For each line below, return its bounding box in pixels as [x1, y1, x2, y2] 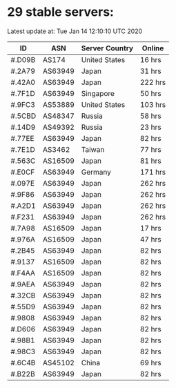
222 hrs [139, 77, 166, 87]
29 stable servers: [7, 4, 114, 20]
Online [141, 43, 164, 52]
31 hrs [139, 66, 162, 76]
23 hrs [139, 122, 162, 132]
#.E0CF [10, 167, 35, 177]
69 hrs [139, 358, 162, 367]
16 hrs [139, 55, 162, 64]
